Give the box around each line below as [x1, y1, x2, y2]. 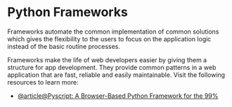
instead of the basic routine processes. [7, 42, 121, 50]
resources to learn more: [7, 78, 79, 86]
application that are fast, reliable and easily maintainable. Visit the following [7, 71, 226, 79]
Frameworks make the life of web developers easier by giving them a [7, 55, 207, 64]
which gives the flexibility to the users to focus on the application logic [7, 34, 212, 43]
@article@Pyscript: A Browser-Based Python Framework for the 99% [17, 92, 219, 100]
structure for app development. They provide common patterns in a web [7, 63, 217, 71]
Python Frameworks [7, 4, 128, 20]
